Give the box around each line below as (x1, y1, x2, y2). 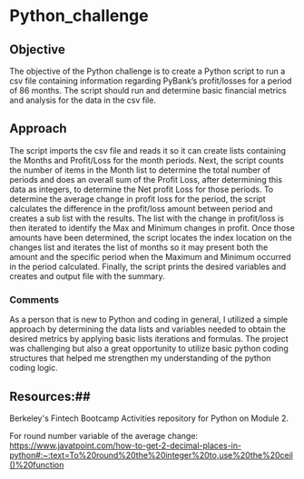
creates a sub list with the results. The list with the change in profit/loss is (9, 213, 284, 224)
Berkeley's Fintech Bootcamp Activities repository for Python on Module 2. (9, 413, 289, 424)
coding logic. (9, 363, 58, 374)
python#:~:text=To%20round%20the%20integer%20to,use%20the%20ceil (9, 449, 293, 460)
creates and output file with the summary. (9, 270, 165, 282)
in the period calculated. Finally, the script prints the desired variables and (9, 261, 287, 272)
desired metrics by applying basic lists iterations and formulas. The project (9, 334, 289, 344)
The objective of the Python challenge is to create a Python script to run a (9, 65, 286, 76)
